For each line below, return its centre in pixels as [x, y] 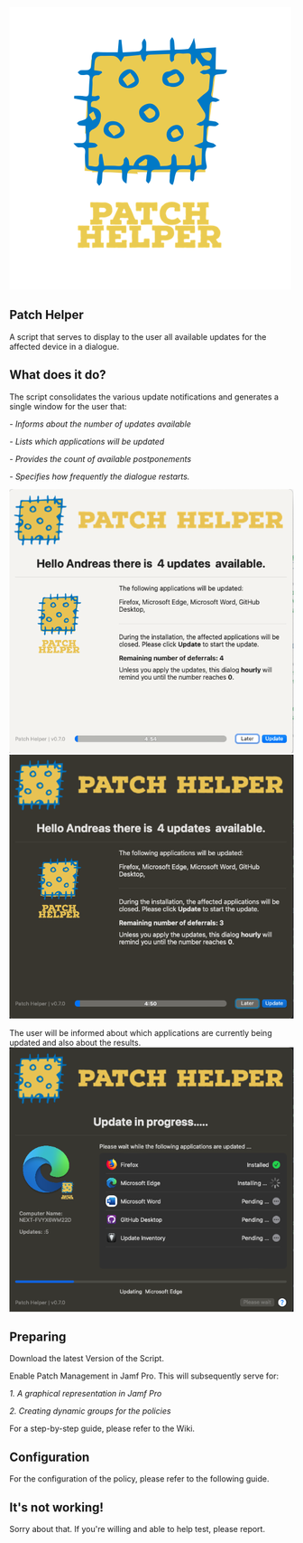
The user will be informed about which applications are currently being [141, 1033]
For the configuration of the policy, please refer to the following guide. [139, 1479]
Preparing [38, 1337]
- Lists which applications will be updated [87, 441]
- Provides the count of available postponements [101, 458]
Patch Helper [46, 315]
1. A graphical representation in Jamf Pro [86, 1394]
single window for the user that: [69, 406]
